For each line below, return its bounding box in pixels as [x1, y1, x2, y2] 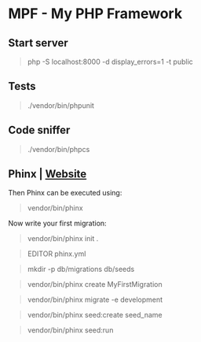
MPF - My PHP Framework [8, 5, 183, 23]
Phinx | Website [8, 167, 87, 181]
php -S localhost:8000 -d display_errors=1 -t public [27, 57, 194, 66]
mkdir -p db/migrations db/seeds [27, 265, 135, 274]
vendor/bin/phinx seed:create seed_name [27, 310, 163, 320]
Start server [8, 36, 68, 50]
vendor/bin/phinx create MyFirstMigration [27, 280, 163, 289]
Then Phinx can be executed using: [8, 188, 122, 198]
